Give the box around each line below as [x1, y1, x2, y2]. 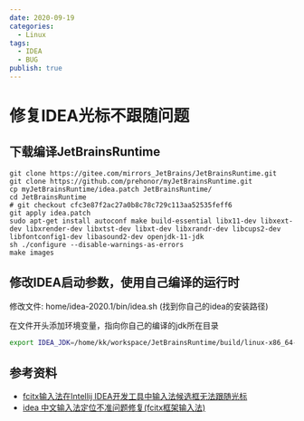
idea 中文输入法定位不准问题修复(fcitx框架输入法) [22, 402, 206, 413]
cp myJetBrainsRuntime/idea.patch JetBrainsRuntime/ [9, 185, 213, 194]
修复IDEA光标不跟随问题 [9, 106, 190, 127]
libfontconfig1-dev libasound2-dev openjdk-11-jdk [9, 232, 204, 241]
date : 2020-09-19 [9, 13, 75, 23]
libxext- [260, 216, 294, 225]
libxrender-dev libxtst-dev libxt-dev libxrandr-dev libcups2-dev [25, 224, 281, 234]
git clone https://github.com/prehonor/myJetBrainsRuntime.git [9, 177, 253, 186]
